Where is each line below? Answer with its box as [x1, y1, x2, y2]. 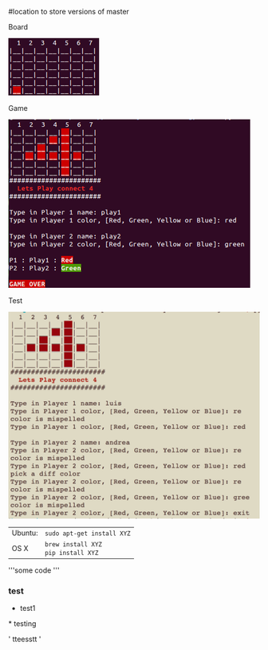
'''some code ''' [8, 565, 60, 575]
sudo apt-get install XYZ [45, 530, 131, 538]
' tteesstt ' [8, 634, 41, 644]
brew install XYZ [45, 541, 102, 549]
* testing [8, 619, 37, 628]
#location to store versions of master [8, 7, 130, 16]
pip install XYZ [45, 550, 99, 557]
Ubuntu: [11, 528, 38, 538]
